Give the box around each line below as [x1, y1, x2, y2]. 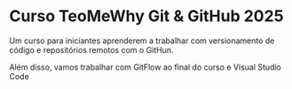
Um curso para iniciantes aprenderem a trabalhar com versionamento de [9, 35, 275, 46]
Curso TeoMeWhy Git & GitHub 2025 [9, 6, 284, 26]
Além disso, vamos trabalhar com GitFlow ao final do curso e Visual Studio [9, 62, 281, 72]
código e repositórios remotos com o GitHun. [9, 44, 175, 55]
